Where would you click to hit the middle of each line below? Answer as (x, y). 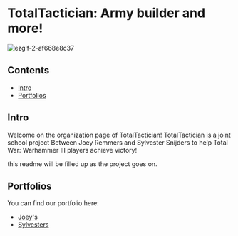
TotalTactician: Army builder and (106, 13)
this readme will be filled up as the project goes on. (83, 164)
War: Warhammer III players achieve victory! (72, 150)
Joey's (27, 217)
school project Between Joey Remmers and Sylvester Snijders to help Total (118, 142)
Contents (29, 70)
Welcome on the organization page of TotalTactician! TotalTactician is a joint (119, 135)
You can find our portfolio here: (53, 203)
